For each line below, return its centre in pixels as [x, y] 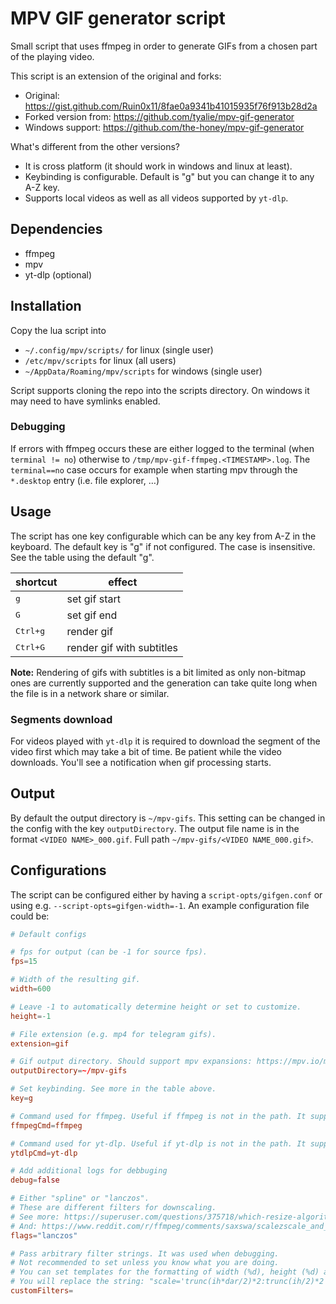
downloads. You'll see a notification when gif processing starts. [141, 762]
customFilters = [42, 1291]
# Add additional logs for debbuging [89, 1171]
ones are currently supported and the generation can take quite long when [164, 683]
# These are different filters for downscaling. [113, 1208]
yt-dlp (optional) [58, 274]
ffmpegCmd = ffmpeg [46, 1125]
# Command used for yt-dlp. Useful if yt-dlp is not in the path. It [158, 1143]
